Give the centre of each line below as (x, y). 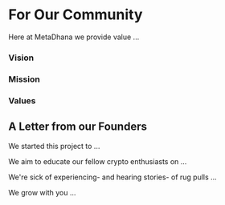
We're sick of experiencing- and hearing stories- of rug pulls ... (112, 177)
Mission (24, 79)
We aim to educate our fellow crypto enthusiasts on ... (98, 161)
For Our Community (76, 15)
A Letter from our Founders (78, 127)
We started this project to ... (54, 146)
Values (22, 100)
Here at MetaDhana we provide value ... (74, 37)
